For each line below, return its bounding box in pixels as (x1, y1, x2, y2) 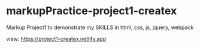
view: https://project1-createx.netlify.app (6, 35, 107, 42)
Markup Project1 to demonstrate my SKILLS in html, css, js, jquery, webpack (6, 24, 194, 31)
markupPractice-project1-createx (6, 4, 177, 18)
